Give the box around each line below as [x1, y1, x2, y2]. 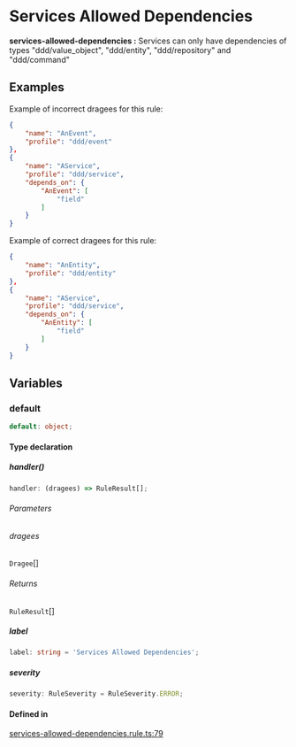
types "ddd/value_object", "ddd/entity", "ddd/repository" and [9, 44, 231, 55]
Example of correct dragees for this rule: [9, 235, 157, 246]
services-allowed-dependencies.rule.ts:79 [9, 728, 163, 739]
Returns [9, 578, 38, 589]
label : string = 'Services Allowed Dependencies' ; [9, 648, 200, 657]
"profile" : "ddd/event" [25, 137, 113, 146]
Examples [9, 80, 65, 95]
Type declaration [9, 441, 73, 452]
